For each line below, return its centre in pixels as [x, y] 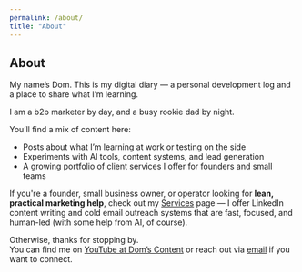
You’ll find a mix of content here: [70, 130]
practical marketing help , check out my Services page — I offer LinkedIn [146, 203]
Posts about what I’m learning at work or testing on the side [134, 147]
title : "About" [38, 26]
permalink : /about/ [46, 18]
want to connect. [41, 259]
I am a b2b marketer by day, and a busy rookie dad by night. [122, 112]
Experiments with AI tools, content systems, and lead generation [143, 157]
